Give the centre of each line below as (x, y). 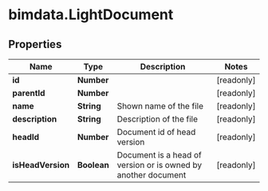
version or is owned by (159, 165)
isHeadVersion (41, 165)
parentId (29, 93)
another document (152, 175)
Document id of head (156, 132)
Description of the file (157, 119)
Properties (35, 44)
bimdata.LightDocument (91, 15)
